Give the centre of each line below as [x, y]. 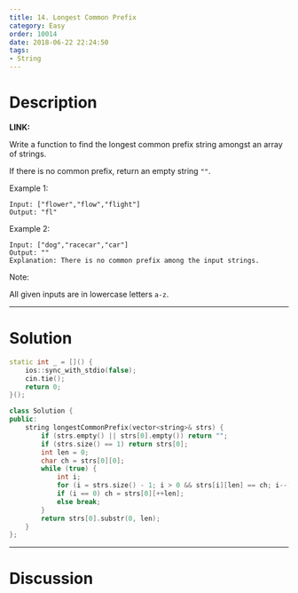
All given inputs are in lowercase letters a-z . [89, 294]
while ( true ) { [69, 469]
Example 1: [29, 188]
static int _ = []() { [51, 362]
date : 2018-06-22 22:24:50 [59, 42]
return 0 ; [43, 387]
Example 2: [30, 228]
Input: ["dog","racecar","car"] [69, 245]
